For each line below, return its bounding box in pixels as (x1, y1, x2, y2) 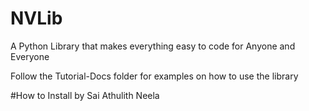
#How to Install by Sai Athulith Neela (10, 89, 160, 101)
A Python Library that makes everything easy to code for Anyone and (10, 40, 296, 52)
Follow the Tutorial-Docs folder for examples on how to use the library (10, 70, 299, 82)
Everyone (10, 50, 50, 62)
